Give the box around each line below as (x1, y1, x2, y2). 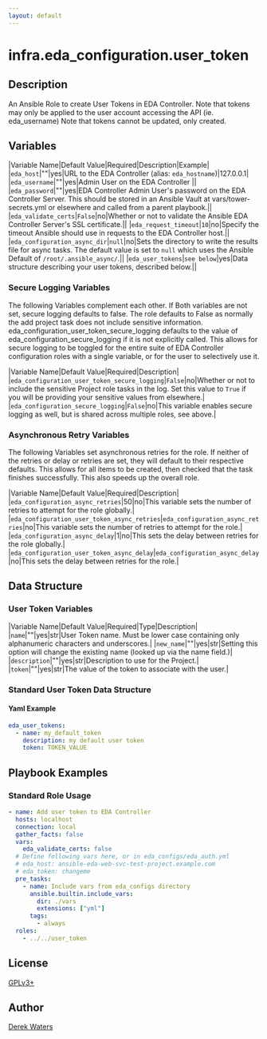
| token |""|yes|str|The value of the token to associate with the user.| (8, 664, 229, 674)
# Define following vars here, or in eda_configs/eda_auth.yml (15, 853, 230, 861)
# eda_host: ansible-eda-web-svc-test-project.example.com (15, 860, 216, 868)
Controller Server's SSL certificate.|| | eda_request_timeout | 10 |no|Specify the (8, 220, 259, 229)
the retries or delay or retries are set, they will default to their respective (8, 456, 245, 466)
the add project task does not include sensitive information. (8, 317, 203, 327)
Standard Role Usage (8, 790, 92, 801)
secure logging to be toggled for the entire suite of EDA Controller (8, 343, 225, 352)
